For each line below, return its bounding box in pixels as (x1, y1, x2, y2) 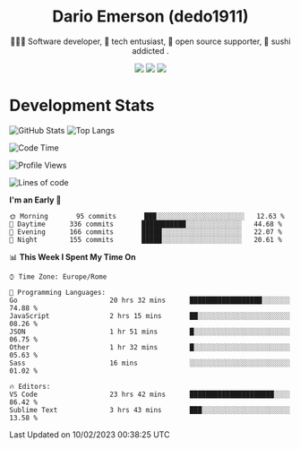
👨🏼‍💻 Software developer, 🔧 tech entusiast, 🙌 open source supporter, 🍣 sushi (10, 36, 291, 47)
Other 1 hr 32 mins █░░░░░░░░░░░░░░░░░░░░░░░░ (9, 342, 291, 351)
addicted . (132, 45, 169, 56)
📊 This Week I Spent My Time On (9, 251, 136, 262)
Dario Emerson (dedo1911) (52, 6, 249, 27)
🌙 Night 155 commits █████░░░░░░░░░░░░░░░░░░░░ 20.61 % (9, 235, 282, 244)
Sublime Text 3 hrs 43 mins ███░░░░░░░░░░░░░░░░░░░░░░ (9, 405, 291, 414)
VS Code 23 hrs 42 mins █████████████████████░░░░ (9, 390, 291, 399)
